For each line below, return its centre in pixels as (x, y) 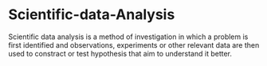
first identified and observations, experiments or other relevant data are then (134, 45)
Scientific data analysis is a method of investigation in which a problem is (128, 37)
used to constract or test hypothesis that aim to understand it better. (120, 53)
